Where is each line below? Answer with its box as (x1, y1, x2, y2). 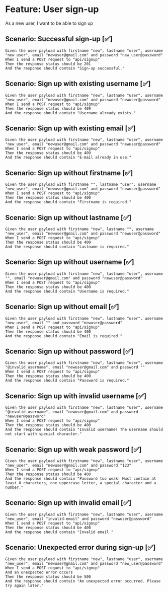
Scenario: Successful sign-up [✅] (5, 35, 113, 43)
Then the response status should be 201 (5, 61, 92, 66)
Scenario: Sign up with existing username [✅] (5, 80, 151, 88)
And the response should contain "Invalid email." (5, 530, 114, 535)
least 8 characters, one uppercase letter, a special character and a (5, 481, 156, 486)
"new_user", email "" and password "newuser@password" (5, 320, 123, 325)
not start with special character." (5, 431, 82, 436)
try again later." (5, 583, 44, 588)
